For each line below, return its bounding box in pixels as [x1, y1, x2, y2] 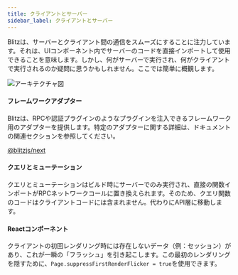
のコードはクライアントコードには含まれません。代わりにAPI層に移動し [7, 198, 217, 206]
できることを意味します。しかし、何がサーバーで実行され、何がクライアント [7, 55, 230, 64]
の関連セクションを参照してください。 [7, 131, 119, 140]
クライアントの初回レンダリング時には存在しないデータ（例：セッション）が [7, 242, 232, 250]
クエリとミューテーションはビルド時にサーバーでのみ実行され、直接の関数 [7, 180, 225, 188]
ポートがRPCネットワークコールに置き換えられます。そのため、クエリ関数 [13, 189, 231, 198]
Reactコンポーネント [7, 225, 69, 233]
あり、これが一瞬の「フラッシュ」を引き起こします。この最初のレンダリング [7, 250, 231, 259]
